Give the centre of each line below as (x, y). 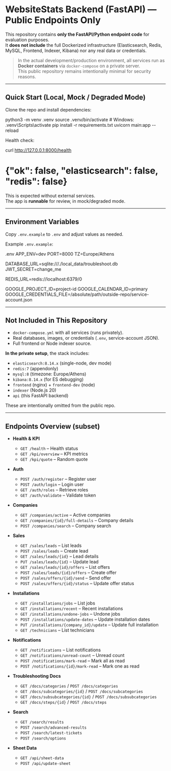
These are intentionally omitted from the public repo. (60, 405)
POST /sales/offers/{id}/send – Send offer (66, 578)
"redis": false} (36, 181)
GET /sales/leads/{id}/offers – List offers (65, 567)
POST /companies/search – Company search (66, 526)
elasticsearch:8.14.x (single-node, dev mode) (62, 363)
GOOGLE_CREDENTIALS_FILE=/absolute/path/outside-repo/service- (77, 294)
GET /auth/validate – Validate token (58, 495)
